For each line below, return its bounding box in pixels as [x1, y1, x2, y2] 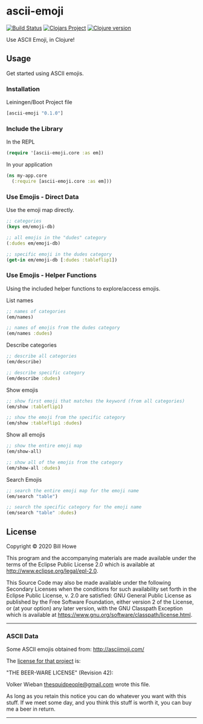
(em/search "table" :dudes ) [6, 510, 77, 516]
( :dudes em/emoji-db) [6, 240, 61, 246]
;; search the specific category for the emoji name [6, 504, 142, 510]
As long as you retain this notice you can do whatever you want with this [6, 693, 187, 700]
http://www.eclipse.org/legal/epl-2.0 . [6, 567, 98, 574]
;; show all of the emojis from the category [6, 459, 123, 466]
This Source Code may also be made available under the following [6, 579, 171, 586]
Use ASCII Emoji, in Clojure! [6, 36, 75, 43]
